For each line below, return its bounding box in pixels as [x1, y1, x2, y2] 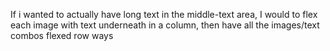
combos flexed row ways [10, 30, 114, 41]
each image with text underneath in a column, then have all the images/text [10, 19, 320, 31]
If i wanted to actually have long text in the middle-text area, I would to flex [10, 9, 318, 20]
